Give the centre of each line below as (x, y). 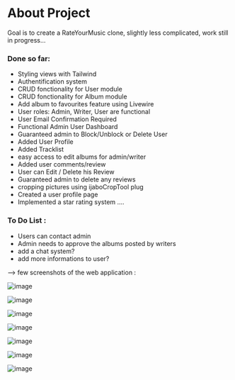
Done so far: (29, 58)
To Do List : (27, 220)
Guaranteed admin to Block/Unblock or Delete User (92, 134)
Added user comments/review (62, 164)
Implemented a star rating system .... (71, 202)
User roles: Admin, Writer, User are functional (84, 112)
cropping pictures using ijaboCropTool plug (80, 187)
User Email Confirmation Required (67, 119)
